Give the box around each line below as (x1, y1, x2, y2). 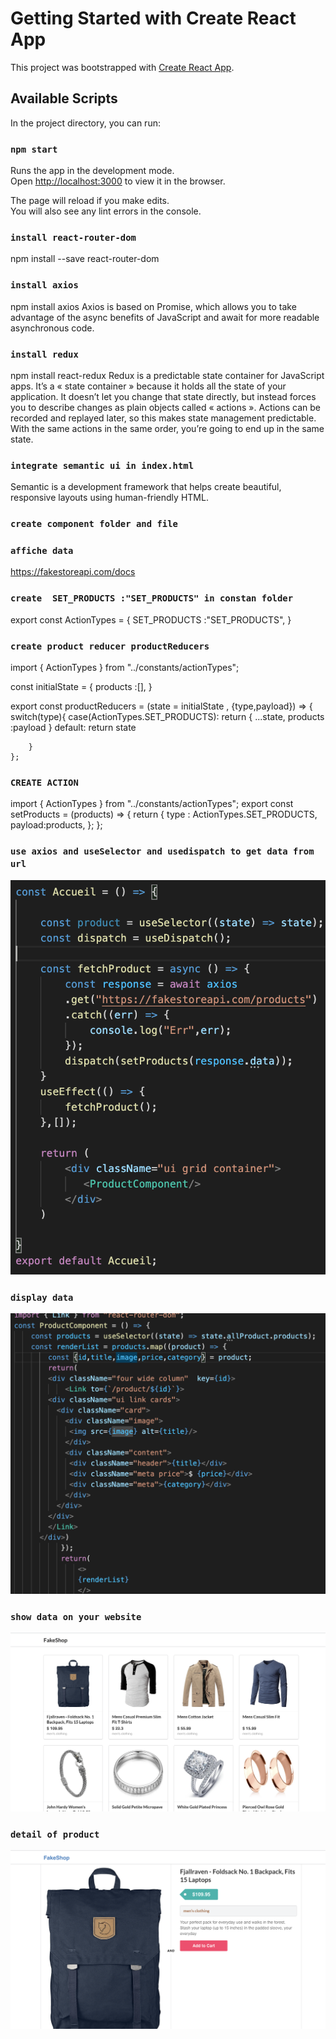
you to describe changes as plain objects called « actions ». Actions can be (10, 401, 322, 413)
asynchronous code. (10, 322, 95, 334)
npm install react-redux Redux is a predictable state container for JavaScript (10, 369, 325, 381)
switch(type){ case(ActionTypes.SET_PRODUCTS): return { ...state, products (10, 711, 325, 723)
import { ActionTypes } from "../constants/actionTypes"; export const (10, 798, 294, 810)
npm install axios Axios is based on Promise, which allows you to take (10, 300, 297, 312)
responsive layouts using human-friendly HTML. (10, 492, 209, 504)
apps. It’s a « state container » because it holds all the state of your (10, 380, 287, 392)
